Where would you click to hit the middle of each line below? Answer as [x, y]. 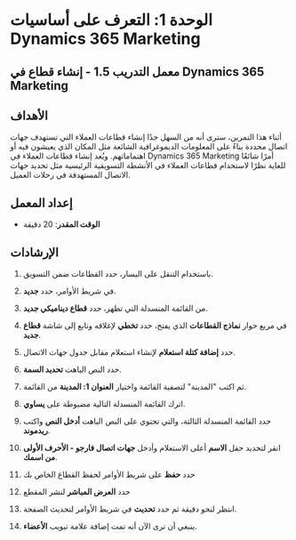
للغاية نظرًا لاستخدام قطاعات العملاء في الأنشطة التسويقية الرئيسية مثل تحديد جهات [148, 165]
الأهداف [29, 115]
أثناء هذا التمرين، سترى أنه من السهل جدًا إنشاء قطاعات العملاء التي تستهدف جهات [146, 137]
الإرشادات [34, 252]
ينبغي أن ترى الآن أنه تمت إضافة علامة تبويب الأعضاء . [110, 527]
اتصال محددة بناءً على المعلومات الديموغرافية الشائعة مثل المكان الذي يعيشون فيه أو [149, 147]
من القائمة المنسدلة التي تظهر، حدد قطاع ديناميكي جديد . [115, 309]
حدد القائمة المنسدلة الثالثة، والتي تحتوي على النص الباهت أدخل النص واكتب [147, 421]
